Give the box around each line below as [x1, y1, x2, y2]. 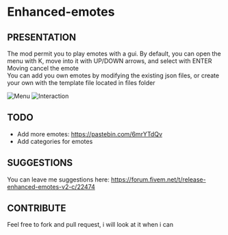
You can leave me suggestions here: [7, 175, 110, 184]
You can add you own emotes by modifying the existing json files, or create [7, 71, 220, 79]
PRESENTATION [7, 32, 77, 43]
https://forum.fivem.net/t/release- [110, 175, 207, 184]
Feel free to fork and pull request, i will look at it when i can [7, 221, 173, 229]
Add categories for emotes [16, 137, 93, 145]
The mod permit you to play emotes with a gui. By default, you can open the [7, 49, 221, 58]
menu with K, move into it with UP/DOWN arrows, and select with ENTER [7, 57, 212, 65]
